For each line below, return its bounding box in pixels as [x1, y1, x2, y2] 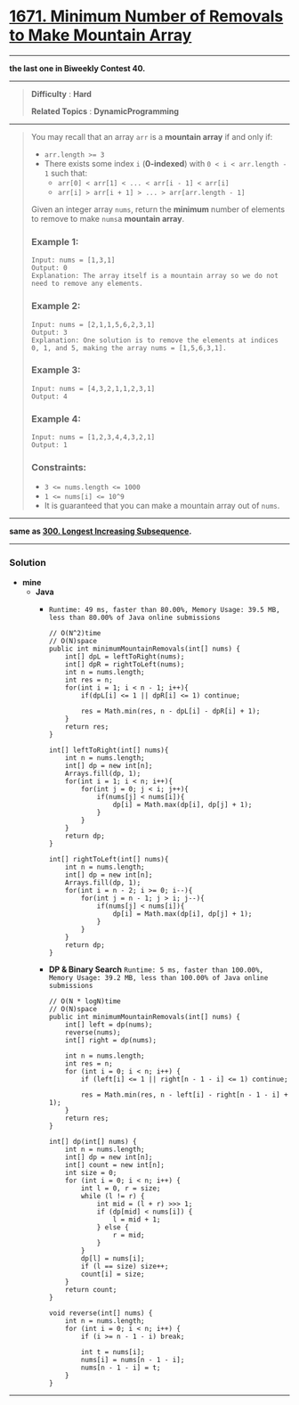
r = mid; [112, 1230, 145, 1239]
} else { [96, 1222, 129, 1231]
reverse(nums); [65, 1027, 122, 1037]
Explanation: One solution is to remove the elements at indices [30, 336, 279, 345]
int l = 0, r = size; [80, 1183, 161, 1193]
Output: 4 [30, 392, 69, 401]
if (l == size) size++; [80, 1262, 169, 1270]
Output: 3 [30, 328, 69, 337]
